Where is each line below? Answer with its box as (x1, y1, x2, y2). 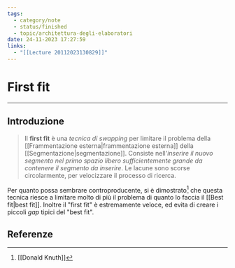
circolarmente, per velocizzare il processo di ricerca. (24, 171, 176, 179)
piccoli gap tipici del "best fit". (7, 208, 94, 216)
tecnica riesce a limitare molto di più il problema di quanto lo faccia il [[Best (7, 193, 224, 202)
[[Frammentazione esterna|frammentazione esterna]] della (24, 141, 194, 150)
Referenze (7, 228, 54, 240)
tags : (7, 10, 23, 17)
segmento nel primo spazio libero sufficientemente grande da (24, 156, 203, 165)
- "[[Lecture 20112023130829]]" (13, 50, 108, 57)
